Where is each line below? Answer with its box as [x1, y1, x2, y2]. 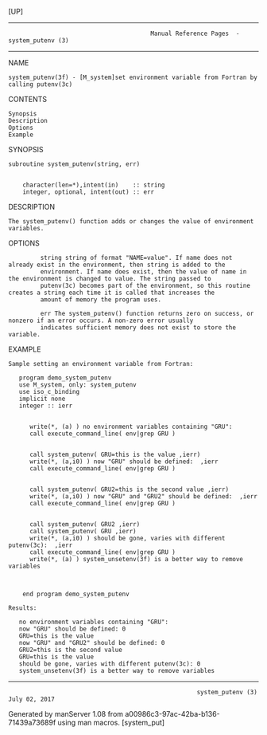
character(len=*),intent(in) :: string [22, 181, 165, 189]
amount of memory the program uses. [40, 296, 161, 304]
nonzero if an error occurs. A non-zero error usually [8, 316, 194, 324]
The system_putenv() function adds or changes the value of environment [8, 218, 254, 226]
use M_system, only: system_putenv [18, 381, 137, 389]
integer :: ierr [18, 402, 73, 410]
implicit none [18, 395, 66, 403]
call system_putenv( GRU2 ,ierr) [29, 521, 141, 529]
